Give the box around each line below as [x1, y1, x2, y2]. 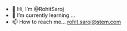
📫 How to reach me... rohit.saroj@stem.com [11, 18, 121, 25]
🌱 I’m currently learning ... [11, 12, 76, 19]
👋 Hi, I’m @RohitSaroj [11, 6, 64, 12]
